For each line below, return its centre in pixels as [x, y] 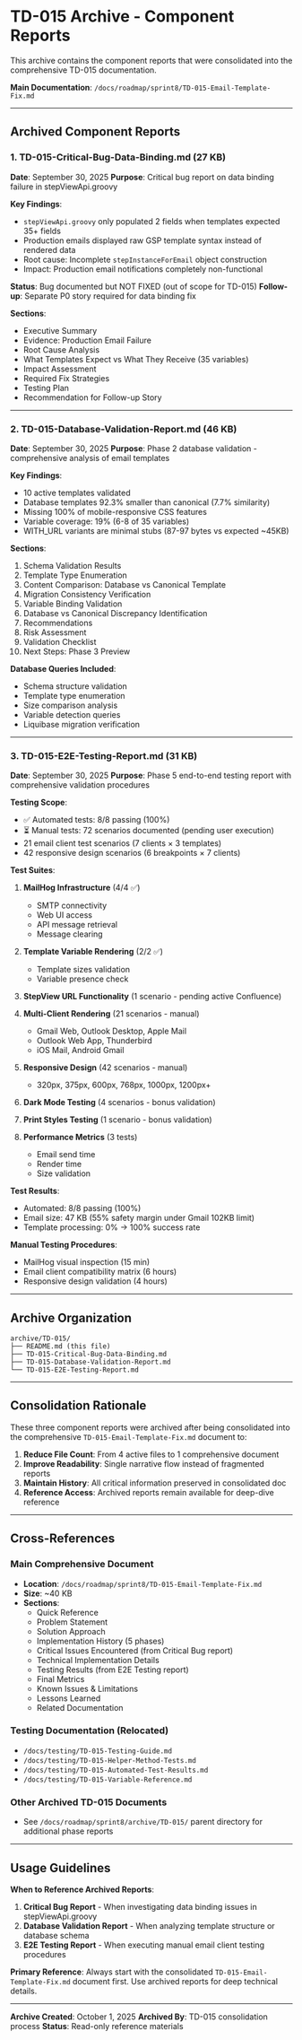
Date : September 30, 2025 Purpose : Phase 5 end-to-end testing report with [151, 776]
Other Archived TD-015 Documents [89, 1802]
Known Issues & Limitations [87, 1688]
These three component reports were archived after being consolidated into [150, 1427]
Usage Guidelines [60, 1868]
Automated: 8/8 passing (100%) [82, 1208]
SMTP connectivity [72, 906]
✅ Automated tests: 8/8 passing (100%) [96, 820]
